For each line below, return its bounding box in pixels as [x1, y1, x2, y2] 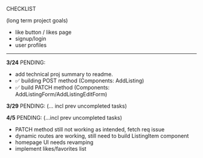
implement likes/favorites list [14, 145, 86, 152]
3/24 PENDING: [6, 59, 46, 66]
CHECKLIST [6, 5, 36, 12]
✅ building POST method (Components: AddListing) [14, 77, 144, 84]
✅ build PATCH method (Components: [14, 84, 110, 91]
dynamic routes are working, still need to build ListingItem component [14, 133, 189, 139]
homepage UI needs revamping [14, 139, 94, 146]
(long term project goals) [6, 17, 68, 24]
